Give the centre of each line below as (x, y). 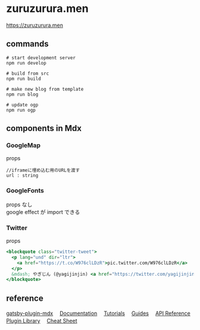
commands (27, 44)
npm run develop (26, 63)
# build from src (28, 74)
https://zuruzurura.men (35, 25)
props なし (19, 204)
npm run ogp (21, 110)
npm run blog (22, 94)
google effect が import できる (43, 212)
